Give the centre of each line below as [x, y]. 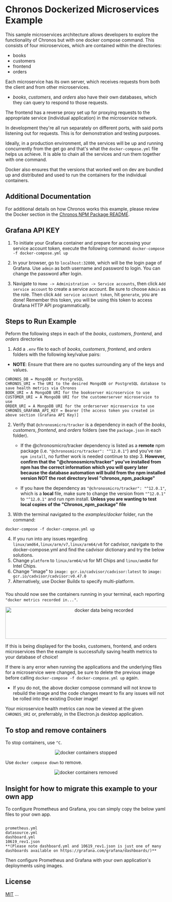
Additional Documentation [48, 197]
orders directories [24, 339]
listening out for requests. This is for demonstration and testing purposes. [83, 133]
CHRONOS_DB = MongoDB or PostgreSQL [44, 379]
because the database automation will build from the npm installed [93, 473]
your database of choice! [32, 657]
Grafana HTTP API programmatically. [52, 305]
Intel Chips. [25, 566]
